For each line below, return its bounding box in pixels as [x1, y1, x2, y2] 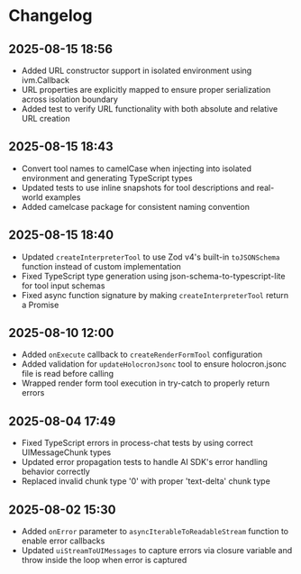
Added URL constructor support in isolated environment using [21, 65, 252, 76]
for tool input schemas [21, 280, 105, 291]
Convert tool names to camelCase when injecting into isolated [21, 163, 251, 174]
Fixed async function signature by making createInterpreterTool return [21, 289, 289, 300]
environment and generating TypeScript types [21, 172, 193, 183]
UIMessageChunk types [21, 447, 112, 458]
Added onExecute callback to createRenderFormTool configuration [21, 349, 263, 360]
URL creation [21, 114, 70, 123]
